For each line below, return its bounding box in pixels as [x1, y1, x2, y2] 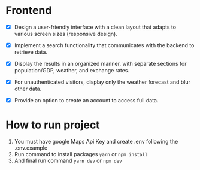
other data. [14, 85, 42, 93]
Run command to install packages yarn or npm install [14, 151, 148, 158]
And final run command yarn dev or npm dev [14, 157, 122, 165]
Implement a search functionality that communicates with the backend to [14, 42, 195, 48]
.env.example [14, 144, 48, 151]
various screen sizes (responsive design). [14, 31, 117, 37]
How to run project [5, 118, 100, 132]
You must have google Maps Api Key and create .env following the [14, 138, 178, 145]
